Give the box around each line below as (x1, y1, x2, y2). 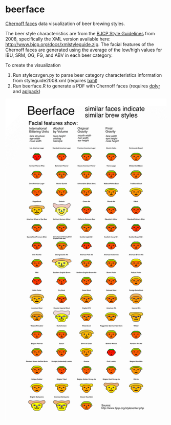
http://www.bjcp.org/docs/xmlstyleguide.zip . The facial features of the (5, 41, 154, 47)
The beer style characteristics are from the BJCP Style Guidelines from (5, 30, 155, 36)
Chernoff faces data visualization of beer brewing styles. (5, 20, 125, 27)
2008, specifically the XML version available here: (5, 36, 111, 42)
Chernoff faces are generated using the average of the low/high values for (5, 47, 162, 53)
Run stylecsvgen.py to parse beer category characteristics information (12, 72, 162, 78)
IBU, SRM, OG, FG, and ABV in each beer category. (5, 52, 113, 58)
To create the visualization (5, 62, 61, 68)
